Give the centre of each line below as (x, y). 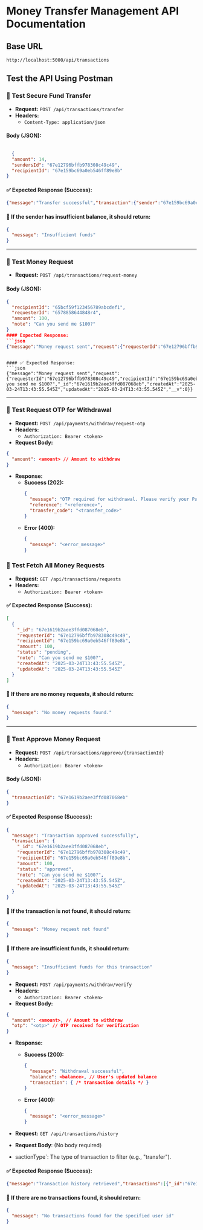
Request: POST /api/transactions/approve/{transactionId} (89, 752)
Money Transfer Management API (93, 11)
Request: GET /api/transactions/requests (68, 579)
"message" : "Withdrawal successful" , (77, 1071)
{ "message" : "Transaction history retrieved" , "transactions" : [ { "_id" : (96, 1184)
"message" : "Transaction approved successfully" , (75, 836)
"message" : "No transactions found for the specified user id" (93, 1216)
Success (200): (44, 1055)
